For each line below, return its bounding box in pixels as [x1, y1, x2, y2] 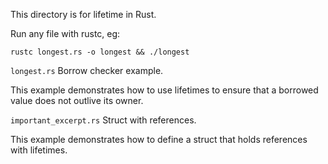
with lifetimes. [10, 144, 68, 156]
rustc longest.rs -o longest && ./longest [10, 47, 190, 57]
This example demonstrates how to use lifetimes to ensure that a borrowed [10, 84, 319, 96]
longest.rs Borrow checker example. [10, 65, 164, 76]
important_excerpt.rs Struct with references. [10, 114, 197, 126]
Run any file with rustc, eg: [10, 28, 121, 39]
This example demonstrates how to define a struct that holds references [10, 134, 308, 145]
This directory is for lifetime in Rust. [10, 9, 157, 20]
